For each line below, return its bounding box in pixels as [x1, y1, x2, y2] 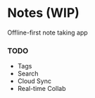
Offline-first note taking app [7, 28, 88, 37]
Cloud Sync [17, 77, 51, 85]
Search [17, 69, 39, 78]
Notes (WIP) [7, 5, 80, 21]
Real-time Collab [17, 85, 66, 93]
